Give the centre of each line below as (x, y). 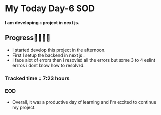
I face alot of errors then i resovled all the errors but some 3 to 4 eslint (84, 60)
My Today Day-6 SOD (50, 9)
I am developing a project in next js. (42, 22)
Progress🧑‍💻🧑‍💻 (28, 38)
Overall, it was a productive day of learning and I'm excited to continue (84, 102)
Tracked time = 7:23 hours (37, 78)
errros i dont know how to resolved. (48, 65)
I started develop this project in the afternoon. (59, 50)
